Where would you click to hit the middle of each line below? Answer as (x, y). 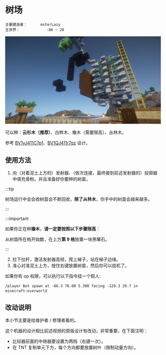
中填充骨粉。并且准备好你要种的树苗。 (51, 179)
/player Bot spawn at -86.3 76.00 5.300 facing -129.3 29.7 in (72, 286)
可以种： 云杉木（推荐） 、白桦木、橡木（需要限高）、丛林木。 (66, 133)
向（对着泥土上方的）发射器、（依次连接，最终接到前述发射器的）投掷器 (85, 173)
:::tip (10, 189)
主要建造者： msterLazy (33, 24)
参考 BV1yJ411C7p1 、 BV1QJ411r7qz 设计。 (48, 143)
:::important (17, 219)
